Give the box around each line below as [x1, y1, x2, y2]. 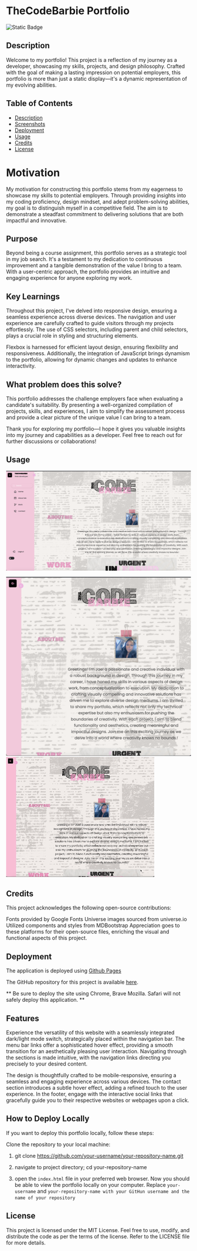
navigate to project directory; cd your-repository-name [14, 1163, 147, 1170]
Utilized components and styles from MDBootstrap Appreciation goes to [6, 922, 180, 929]
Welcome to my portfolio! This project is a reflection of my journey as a [6, 56, 178, 63]
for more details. [6, 1239, 46, 1246]
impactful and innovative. [6, 217, 67, 224]
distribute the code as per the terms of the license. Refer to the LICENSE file [6, 1233, 190, 1240]
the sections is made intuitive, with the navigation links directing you [6, 1054, 171, 1061]
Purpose [6, 234, 38, 244]
